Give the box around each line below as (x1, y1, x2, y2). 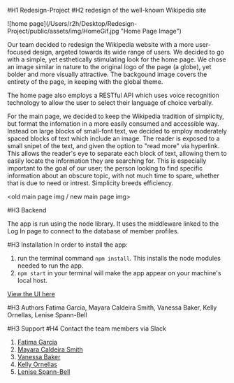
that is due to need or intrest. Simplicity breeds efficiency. (7, 179, 173, 187)
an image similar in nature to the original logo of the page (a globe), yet (7, 63, 212, 71)
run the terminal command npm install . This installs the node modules (17, 254, 221, 262)
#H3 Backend (7, 206, 47, 214)
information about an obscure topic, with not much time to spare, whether (7, 171, 220, 180)
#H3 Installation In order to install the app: (7, 240, 128, 249)
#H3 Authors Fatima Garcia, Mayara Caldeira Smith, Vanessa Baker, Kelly (7, 303, 217, 312)
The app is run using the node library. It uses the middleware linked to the (7, 219, 219, 228)
